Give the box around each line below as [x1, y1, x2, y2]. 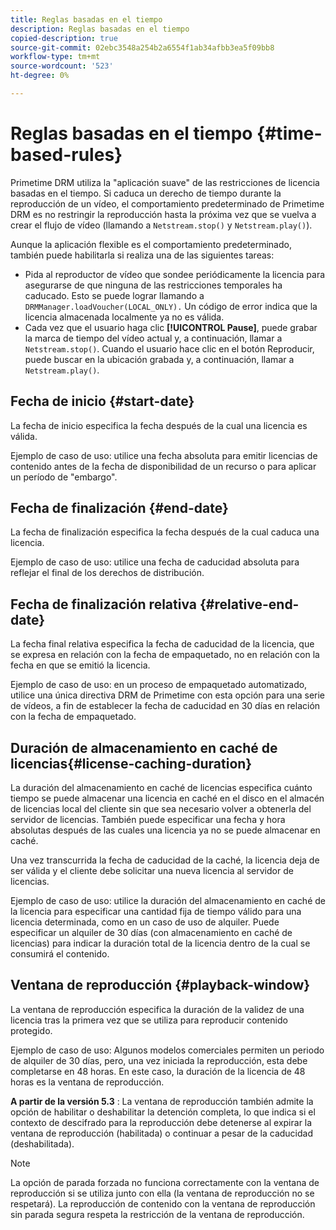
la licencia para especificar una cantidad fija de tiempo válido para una [10, 906, 302, 918]
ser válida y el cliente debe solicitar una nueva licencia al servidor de [10, 865, 294, 877]
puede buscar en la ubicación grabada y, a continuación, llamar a [24, 353, 295, 365]
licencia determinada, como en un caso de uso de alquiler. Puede [10, 916, 280, 928]
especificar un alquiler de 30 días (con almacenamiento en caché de [10, 927, 293, 939]
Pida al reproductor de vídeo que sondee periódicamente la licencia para [24, 268, 326, 280]
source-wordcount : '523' [10, 61, 114, 71]
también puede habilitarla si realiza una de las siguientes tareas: [10, 249, 275, 261]
